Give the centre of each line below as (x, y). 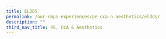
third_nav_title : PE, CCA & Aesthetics (54, 27)
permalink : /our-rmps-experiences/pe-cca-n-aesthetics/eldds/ (83, 17)
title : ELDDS (22, 11)
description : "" (26, 22)
